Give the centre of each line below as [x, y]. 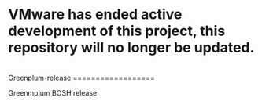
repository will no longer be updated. [131, 48]
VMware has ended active [95, 14]
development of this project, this [117, 31]
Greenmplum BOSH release [53, 92]
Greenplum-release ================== [81, 78]
